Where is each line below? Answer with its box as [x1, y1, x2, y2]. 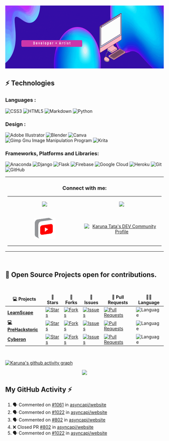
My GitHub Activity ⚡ [5, 386, 72, 394]
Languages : [5, 97, 36, 104]
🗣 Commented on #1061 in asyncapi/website [12, 401, 107, 408]
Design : [5, 120, 26, 127]
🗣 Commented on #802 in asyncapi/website [12, 416, 106, 423]
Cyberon [7, 336, 26, 342]
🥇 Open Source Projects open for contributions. [5, 270, 157, 279]
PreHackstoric [7, 327, 38, 333]
